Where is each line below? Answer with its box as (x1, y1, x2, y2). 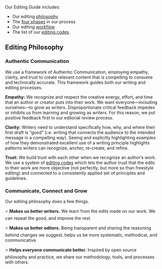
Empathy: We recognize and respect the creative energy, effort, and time (5, 94, 153, 100)
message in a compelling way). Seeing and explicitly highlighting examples (5, 134, 156, 141)
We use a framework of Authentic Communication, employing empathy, (5, 69, 149, 75)
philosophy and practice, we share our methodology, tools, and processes (5, 254, 155, 260)
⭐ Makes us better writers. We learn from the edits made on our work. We (5, 208, 156, 214)
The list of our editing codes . (12, 29, 70, 35)
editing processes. (5, 84, 43, 90)
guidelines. (5, 175, 27, 181)
